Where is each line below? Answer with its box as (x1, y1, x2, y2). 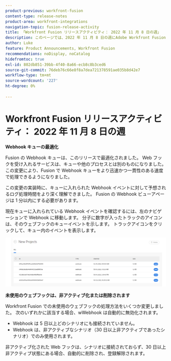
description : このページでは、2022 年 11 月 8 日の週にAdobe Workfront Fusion (5, 35, 166, 40)
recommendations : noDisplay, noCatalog (5, 51, 90, 56)
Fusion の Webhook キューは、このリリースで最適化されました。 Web (5, 154, 152, 161)
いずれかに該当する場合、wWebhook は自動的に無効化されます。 (24, 309, 161, 316)
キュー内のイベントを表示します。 (27, 227, 99, 233)
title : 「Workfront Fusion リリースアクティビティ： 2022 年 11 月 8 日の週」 (5, 30, 162, 35)
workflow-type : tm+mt (5, 73, 52, 78)
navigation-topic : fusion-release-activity (5, 24, 100, 30)
